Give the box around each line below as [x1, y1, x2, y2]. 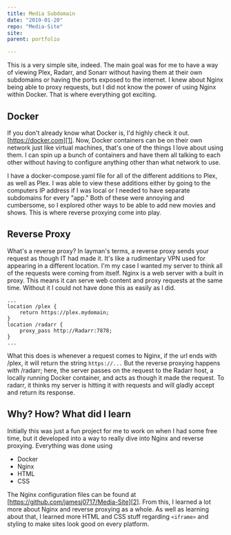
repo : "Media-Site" [7, 23, 63, 30]
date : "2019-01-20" [7, 17, 63, 24]
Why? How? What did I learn [7, 408, 131, 420]
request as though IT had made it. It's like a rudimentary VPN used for [7, 254, 205, 262]
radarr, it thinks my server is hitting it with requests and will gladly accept [7, 381, 215, 389]
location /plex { [7, 302, 57, 310]
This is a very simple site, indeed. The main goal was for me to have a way [7, 61, 219, 69]
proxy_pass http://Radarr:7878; [19, 327, 112, 334]
